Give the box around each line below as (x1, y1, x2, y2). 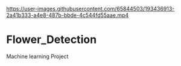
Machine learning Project (6, 53, 69, 60)
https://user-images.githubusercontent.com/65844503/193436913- (6, 5, 175, 12)
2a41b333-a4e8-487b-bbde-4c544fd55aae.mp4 (6, 12, 129, 19)
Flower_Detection (6, 33, 97, 47)
